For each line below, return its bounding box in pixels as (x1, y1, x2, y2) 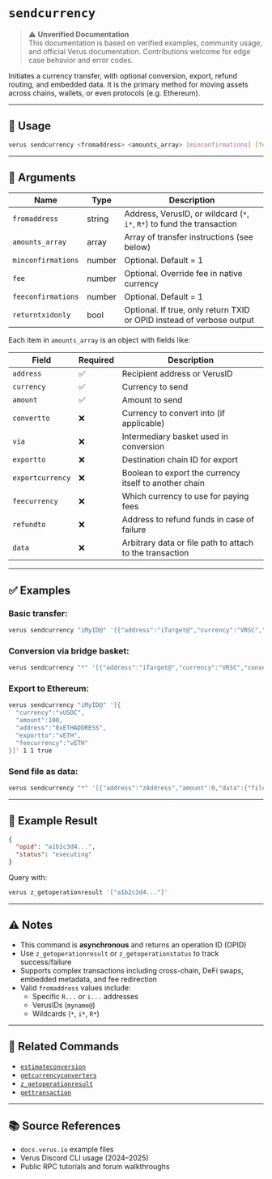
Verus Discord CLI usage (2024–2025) (19, 1153, 149, 1163)
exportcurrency (12, 474, 71, 483)
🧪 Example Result (8, 814, 98, 828)
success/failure (19, 957, 72, 967)
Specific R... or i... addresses (32, 991, 139, 1001)
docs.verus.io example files (19, 1144, 115, 1155)
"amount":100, (15, 717, 63, 725)
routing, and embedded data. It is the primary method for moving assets (8, 79, 249, 89)
